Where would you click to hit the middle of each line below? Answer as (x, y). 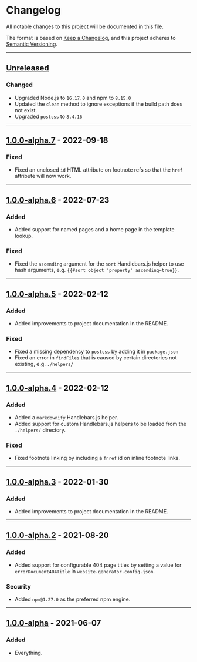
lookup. (24, 236)
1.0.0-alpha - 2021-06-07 (54, 623)
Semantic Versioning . (32, 44)
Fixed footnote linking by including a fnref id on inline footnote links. (97, 458)
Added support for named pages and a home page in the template (94, 229)
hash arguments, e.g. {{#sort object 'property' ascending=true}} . (97, 270)
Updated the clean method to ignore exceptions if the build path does (98, 104)
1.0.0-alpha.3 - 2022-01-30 (57, 482)
